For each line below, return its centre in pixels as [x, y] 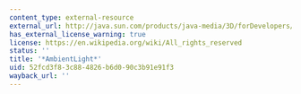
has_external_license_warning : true [77, 34]
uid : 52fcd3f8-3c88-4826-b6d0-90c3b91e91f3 [92, 68]
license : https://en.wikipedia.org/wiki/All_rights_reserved [126, 43]
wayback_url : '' [39, 76]
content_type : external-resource [72, 17]
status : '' [30, 51]
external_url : [36, 26]
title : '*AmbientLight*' [56, 59]
